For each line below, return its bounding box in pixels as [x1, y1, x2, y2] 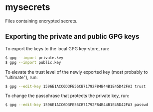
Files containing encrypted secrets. [5, 18, 78, 24]
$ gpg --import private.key [5, 55, 64, 60]
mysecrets [5, 1, 50, 13]
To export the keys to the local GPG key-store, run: [5, 45, 110, 51]
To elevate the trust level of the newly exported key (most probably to [5, 69, 148, 75]
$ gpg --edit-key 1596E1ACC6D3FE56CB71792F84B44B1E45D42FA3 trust [5, 84, 146, 89]
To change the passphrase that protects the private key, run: [5, 93, 130, 99]
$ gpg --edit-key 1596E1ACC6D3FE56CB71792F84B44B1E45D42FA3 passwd [5, 103, 149, 108]
